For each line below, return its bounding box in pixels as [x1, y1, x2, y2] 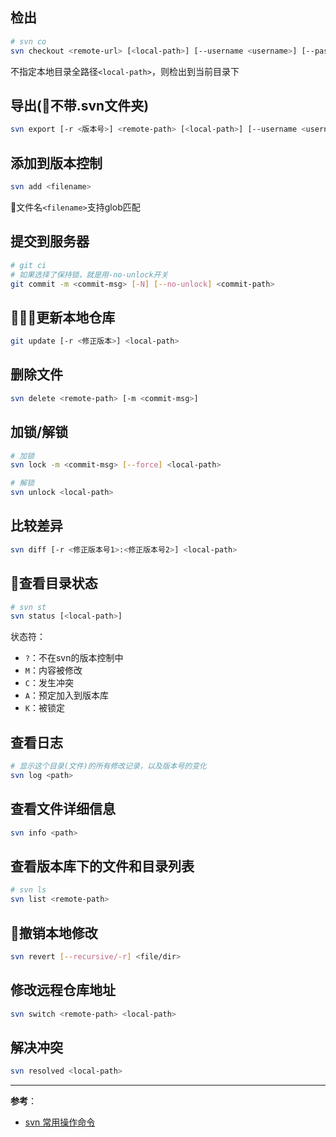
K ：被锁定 [24, 702, 65, 714]
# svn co [10, 36, 47, 47]
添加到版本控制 [10, 154, 103, 172]
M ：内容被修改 [24, 664, 83, 677]
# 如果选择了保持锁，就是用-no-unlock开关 [10, 269, 169, 280]
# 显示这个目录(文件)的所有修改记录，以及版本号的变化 [10, 761, 208, 772]
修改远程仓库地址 [10, 982, 116, 999]
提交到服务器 [10, 233, 90, 250]
